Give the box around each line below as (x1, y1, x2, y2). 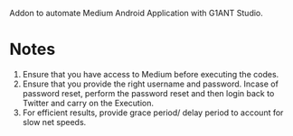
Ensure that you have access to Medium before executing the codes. (22, 68, 279, 79)
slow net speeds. (22, 116, 87, 127)
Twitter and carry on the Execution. (22, 97, 155, 108)
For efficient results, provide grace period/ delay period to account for (22, 107, 284, 118)
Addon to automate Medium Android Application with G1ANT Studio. (9, 8, 264, 18)
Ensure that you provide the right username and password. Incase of (22, 78, 279, 89)
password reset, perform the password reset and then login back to (22, 87, 275, 98)
